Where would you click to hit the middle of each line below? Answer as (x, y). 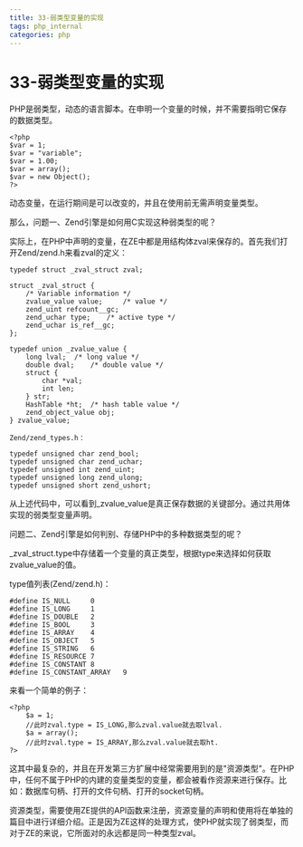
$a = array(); (52, 733)
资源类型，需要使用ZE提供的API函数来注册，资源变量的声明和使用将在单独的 (151, 811)
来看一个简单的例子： (49, 690)
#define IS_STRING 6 (52, 649)
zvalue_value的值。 (45, 565)
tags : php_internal (46, 26)
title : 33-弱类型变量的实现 (57, 18)
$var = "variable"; (46, 154)
